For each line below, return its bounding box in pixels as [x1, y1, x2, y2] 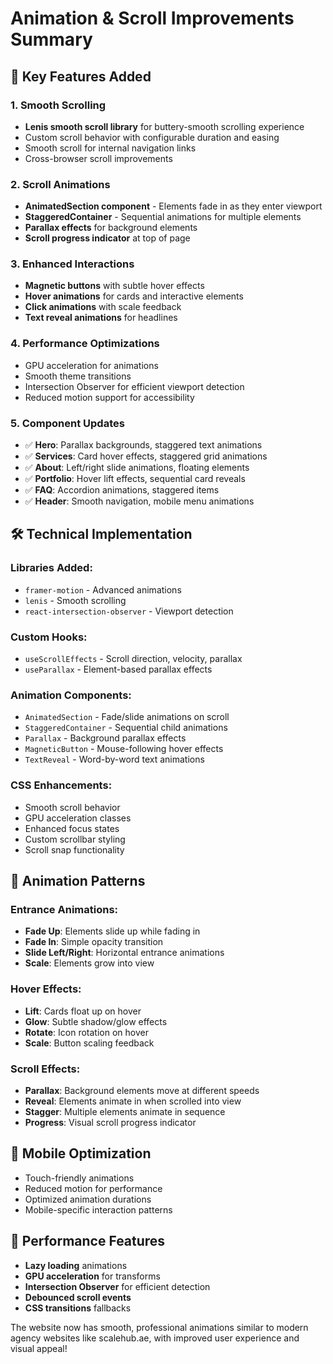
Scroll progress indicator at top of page [24, 232, 191, 244]
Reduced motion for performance [24, 1182, 163, 1194]
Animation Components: [10, 688, 132, 702]
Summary [10, 28, 93, 51]
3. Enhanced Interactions [10, 257, 135, 271]
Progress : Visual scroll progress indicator [24, 1116, 197, 1128]
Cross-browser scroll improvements [24, 152, 173, 164]
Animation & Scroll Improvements [10, 7, 295, 30]
